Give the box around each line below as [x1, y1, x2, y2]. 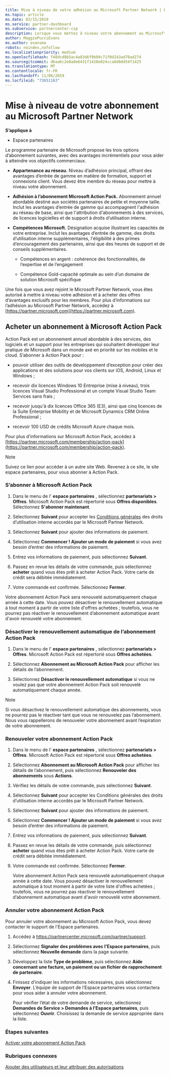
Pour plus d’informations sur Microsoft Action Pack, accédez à [5, 433, 136, 439]
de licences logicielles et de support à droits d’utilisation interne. [12, 214, 147, 221]
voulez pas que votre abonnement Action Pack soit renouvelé [12, 681, 141, 688]
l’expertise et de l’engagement [20, 261, 83, 267]
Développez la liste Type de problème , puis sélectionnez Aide [12, 958, 143, 964]
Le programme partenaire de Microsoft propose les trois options [5, 147, 139, 153]
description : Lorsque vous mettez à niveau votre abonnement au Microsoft [5, 31, 166, 36]
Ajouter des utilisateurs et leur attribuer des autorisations [5, 1064, 124, 1070]
